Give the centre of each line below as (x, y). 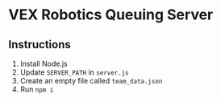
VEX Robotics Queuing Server (111, 15)
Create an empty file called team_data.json (91, 81)
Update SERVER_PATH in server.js (74, 72)
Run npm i (37, 89)
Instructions (40, 45)
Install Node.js (44, 63)
